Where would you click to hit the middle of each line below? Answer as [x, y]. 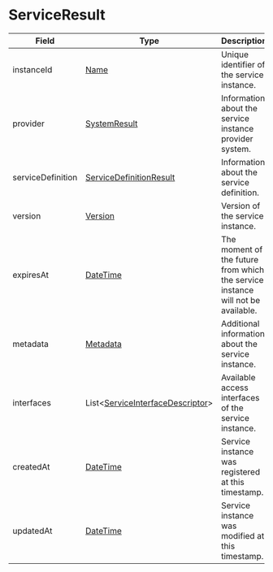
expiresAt [30, 275]
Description [244, 41]
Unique [235, 54]
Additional [240, 323]
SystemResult [111, 123]
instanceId [32, 69]
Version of [240, 206]
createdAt [31, 466]
